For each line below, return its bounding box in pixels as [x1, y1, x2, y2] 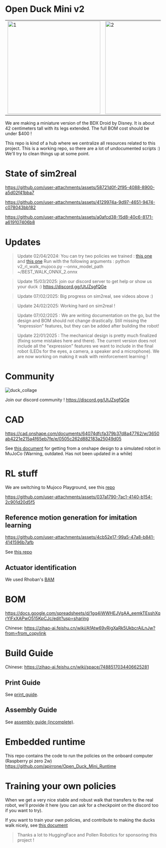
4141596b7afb [5, 539, 34, 545]
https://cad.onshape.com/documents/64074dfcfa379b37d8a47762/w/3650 [5, 430, 160, 436]
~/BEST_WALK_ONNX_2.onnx [17, 269, 78, 275]
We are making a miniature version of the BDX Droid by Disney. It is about [5, 120, 155, 126]
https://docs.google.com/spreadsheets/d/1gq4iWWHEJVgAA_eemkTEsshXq [5, 610, 161, 616]
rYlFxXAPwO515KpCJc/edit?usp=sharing [5, 615, 89, 621]
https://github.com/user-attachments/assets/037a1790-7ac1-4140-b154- [5, 494, 153, 500]
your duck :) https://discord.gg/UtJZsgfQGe [17, 283, 107, 289]
